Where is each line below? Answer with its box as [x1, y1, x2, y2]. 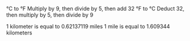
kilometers [6, 29, 32, 36]
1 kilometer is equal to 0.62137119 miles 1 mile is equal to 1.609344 [6, 23, 170, 30]
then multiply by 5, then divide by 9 [6, 11, 94, 18]
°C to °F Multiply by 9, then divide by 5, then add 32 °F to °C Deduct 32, [6, 5, 185, 12]
